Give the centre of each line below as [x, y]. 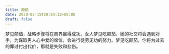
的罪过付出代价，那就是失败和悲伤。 [43, 46]
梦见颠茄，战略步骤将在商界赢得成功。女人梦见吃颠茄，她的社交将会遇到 [80, 34]
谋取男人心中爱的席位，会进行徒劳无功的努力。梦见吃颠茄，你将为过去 [91, 40]
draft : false [19, 19]
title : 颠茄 [17, 10]
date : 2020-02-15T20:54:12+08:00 [40, 14]
